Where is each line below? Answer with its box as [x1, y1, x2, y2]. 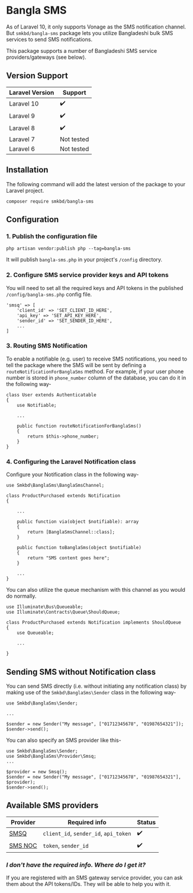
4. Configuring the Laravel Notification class [6, 457, 136, 465]
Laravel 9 [9, 112, 36, 120]
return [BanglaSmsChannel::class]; [27, 529, 115, 535]
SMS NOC [9, 841, 37, 850]
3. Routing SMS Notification [6, 342, 88, 350]
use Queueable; [17, 630, 54, 636]
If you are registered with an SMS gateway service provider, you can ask [6, 874, 183, 881]
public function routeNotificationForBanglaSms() [17, 423, 142, 429]
